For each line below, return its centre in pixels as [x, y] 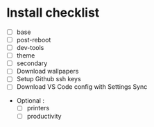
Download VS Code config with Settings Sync [82, 87]
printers [38, 108]
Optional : [30, 101]
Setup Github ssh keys [49, 79]
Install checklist [53, 13]
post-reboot [34, 40]
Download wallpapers [48, 71]
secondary [32, 63]
